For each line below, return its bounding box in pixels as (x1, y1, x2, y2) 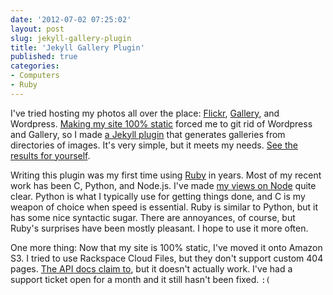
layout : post (10, 24, 65, 34)
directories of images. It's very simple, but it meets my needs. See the (10, 139, 298, 151)
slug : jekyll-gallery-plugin (10, 33, 132, 43)
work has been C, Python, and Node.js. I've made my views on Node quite (10, 179, 317, 191)
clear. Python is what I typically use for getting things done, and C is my (10, 190, 306, 202)
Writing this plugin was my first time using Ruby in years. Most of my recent (10, 169, 322, 181)
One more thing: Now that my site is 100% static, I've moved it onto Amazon (10, 241, 323, 253)
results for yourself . (10, 149, 91, 161)
